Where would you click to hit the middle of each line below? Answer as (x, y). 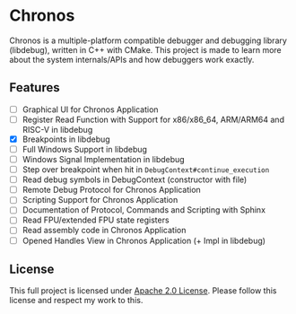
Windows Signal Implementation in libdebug (104, 159)
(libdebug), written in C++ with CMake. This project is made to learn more (146, 49)
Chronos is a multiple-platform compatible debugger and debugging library (148, 40)
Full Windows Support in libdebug (85, 149)
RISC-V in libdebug (57, 129)
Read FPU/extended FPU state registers (96, 220)
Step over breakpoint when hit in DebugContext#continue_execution (146, 170)
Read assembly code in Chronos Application (104, 231)
